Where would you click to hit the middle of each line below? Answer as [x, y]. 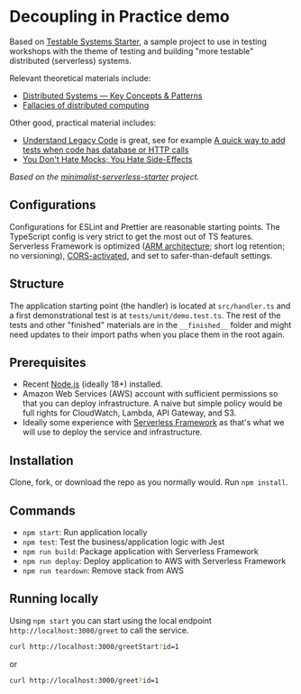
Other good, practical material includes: [83, 123]
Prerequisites [48, 362]
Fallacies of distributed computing [86, 105]
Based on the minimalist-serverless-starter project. [105, 177]
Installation [41, 460]
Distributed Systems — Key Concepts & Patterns [112, 96]
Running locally [54, 599]
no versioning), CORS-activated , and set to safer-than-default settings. [141, 255]
